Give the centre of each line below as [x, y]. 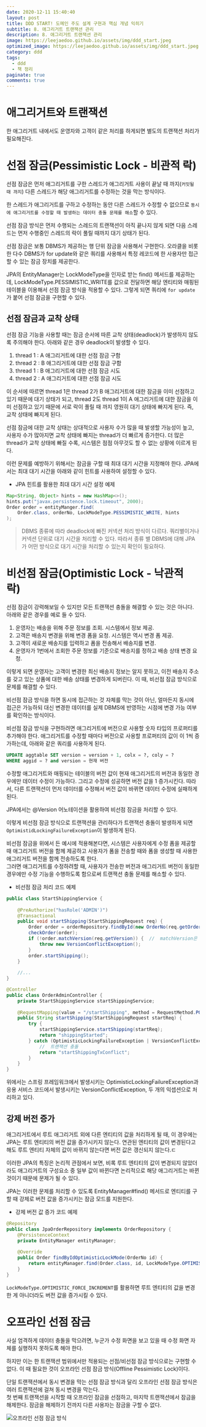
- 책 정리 [22, 69]
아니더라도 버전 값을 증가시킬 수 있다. [63, 1295]
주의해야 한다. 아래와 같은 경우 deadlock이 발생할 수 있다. [81, 342]
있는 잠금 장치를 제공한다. [50, 261]
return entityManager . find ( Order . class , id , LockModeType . [105, 1264]
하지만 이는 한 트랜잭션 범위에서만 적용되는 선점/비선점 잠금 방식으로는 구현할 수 [101, 1361]
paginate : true [26, 75]
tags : [13, 58]
